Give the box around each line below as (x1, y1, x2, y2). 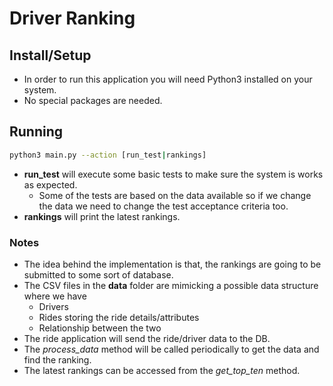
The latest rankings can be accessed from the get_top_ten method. (23, 364, 301, 376)
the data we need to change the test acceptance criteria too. (38, 200, 289, 212)
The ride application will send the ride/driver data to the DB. (23, 332, 271, 344)
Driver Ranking (9, 7, 136, 30)
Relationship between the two (38, 322, 162, 334)
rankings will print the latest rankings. (23, 210, 181, 222)
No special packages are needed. (23, 95, 163, 106)
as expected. (23, 178, 78, 191)
